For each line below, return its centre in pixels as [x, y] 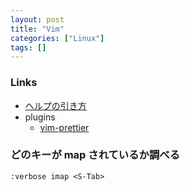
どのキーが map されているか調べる [95, 155]
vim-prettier [64, 127]
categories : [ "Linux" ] [57, 38]
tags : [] [28, 47]
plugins [40, 117]
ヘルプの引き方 [55, 105]
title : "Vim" [37, 29]
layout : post [37, 19]
